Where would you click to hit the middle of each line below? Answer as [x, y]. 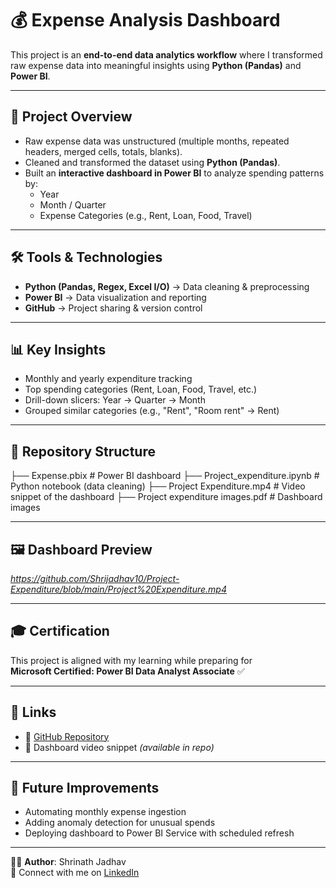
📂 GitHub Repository [67, 736]
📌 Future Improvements [85, 788]
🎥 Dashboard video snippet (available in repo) [119, 747]
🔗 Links [33, 712]
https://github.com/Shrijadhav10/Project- [95, 578]
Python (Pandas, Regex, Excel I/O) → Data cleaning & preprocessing [167, 286]
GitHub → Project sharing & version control [113, 308]
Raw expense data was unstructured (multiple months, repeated [157, 141]
